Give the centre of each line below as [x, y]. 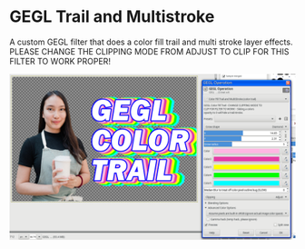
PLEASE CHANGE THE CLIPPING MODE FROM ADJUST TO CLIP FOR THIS [149, 51]
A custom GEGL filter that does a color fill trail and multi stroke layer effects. [151, 42]
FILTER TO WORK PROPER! [60, 61]
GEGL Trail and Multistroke [112, 17]
